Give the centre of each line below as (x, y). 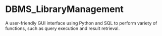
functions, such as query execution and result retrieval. (63, 28)
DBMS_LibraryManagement (64, 9)
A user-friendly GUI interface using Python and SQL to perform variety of (81, 23)
